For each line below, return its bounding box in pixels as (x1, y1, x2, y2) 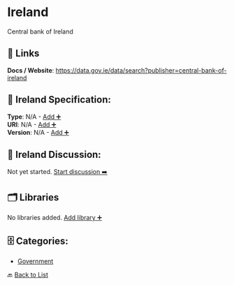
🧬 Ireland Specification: (7, 94, 112, 105)
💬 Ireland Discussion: (7, 148, 101, 161)
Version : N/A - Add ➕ (7, 128, 70, 136)
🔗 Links (7, 47, 40, 59)
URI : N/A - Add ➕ (7, 120, 57, 129)
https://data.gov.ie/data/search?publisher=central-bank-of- (55, 66, 227, 74)
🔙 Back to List (7, 270, 49, 279)
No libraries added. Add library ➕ (7, 214, 103, 222)
